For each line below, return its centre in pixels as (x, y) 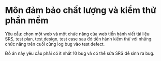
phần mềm (27, 20)
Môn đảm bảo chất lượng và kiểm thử (81, 10)
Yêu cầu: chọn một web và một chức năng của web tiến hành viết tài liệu (77, 34)
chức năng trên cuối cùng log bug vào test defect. (55, 44)
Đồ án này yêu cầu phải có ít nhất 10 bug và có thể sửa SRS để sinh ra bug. (80, 53)
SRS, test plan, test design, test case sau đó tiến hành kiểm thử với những (78, 39)
